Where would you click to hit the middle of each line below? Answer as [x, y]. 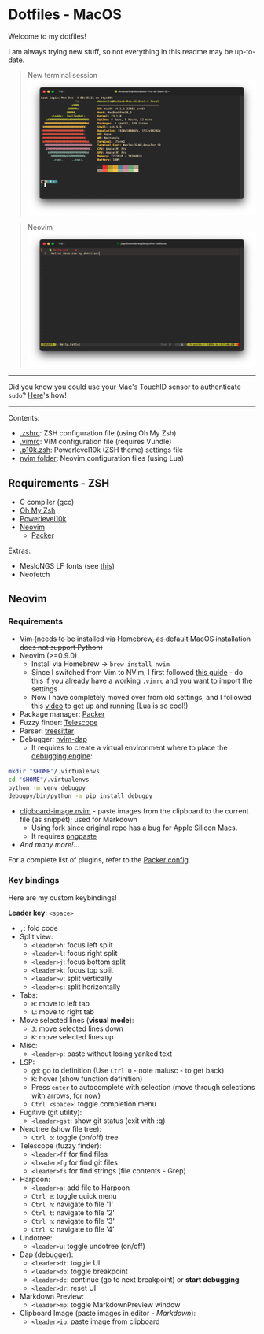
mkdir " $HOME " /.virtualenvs [54, 771]
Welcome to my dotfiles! [47, 36]
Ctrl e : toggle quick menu [74, 1195]
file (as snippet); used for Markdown [78, 820]
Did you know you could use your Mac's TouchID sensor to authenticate [125, 387]
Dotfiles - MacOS [65, 15]
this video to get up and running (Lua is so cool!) [110, 706]
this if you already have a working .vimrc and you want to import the [142, 680]
